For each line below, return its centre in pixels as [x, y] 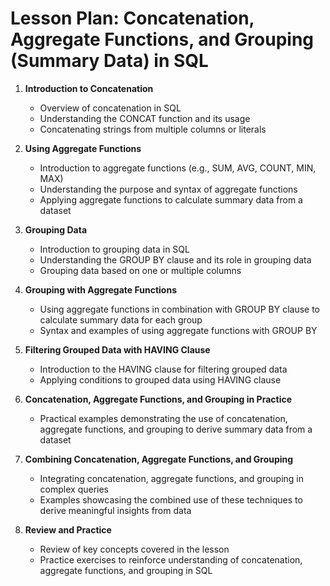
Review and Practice [68, 529]
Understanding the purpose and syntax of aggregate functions [168, 189]
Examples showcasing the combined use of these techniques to [171, 499]
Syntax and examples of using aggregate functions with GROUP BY [178, 330]
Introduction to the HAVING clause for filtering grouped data [163, 369]
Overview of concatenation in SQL [110, 108]
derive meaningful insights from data [115, 510]
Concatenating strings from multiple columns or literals [153, 129]
